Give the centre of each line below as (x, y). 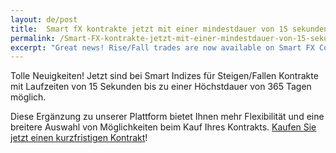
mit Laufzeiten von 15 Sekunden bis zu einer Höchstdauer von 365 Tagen (161, 87)
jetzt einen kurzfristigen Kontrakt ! (79, 138)
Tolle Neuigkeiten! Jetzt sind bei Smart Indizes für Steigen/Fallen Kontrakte (164, 76)
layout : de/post (44, 19)
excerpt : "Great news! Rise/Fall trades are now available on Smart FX (162, 47)
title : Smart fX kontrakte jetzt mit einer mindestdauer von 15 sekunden (169, 29)
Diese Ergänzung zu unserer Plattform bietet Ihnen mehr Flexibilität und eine (167, 117)
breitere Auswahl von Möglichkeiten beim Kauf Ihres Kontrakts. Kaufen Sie (163, 127)
